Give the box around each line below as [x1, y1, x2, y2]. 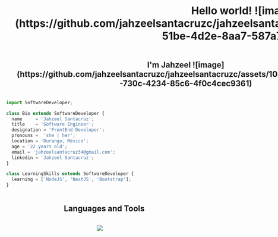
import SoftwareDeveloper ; [6, 99, 73, 105]
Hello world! [191, 4, 252, 18]
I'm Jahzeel [147, 60, 191, 70]
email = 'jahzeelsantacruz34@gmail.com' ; [11, 149, 116, 155]
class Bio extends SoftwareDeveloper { [6, 110, 105, 116]
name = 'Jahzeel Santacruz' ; [11, 116, 94, 122]
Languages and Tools [64, 204, 145, 214]
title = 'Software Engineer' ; [11, 121, 94, 127]
